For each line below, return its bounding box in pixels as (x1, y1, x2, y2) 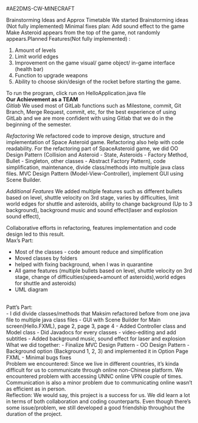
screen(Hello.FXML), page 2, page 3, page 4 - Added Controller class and (6, 323, 186, 330)
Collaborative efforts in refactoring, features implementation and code (6, 224, 176, 231)
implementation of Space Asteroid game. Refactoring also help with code (6, 139, 184, 145)
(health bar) (14, 66, 44, 73)
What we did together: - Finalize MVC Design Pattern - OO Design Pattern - (6, 341, 190, 348)
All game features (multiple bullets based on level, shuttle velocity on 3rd (14, 267, 192, 274)
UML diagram (14, 286, 48, 293)
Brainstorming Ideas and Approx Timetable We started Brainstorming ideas (6, 17, 189, 23)
